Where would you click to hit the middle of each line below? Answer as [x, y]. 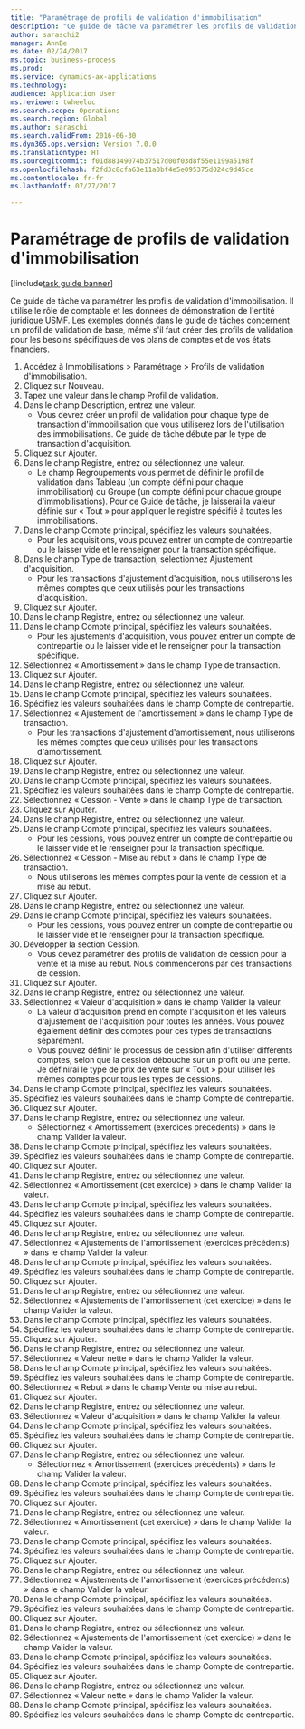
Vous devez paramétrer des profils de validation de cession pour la [162, 954]
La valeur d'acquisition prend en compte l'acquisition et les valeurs [162, 1012]
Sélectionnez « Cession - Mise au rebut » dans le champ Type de [145, 858]
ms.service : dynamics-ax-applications [83, 77]
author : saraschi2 [45, 34]
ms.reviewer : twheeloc [53, 102]
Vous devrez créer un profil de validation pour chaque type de [153, 415]
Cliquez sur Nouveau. [64, 386]
